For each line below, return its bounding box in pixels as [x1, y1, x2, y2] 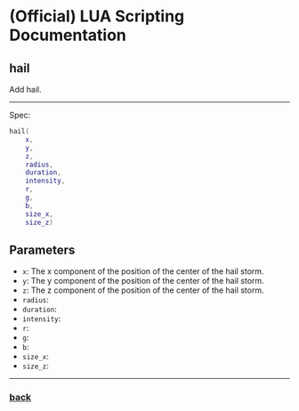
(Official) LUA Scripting [9, 6, 185, 27]
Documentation [9, 25, 127, 45]
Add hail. [9, 85, 42, 94]
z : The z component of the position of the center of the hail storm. [21, 285, 264, 295]
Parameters [9, 242, 76, 257]
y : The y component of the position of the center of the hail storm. [21, 276, 264, 286]
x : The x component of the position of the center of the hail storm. [21, 266, 264, 277]
